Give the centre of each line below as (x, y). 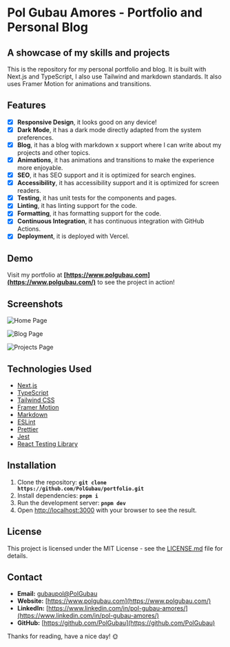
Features (27, 106)
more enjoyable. (40, 168)
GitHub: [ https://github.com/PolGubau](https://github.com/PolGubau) (116, 623)
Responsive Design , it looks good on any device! (87, 122)
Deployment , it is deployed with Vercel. (73, 236)
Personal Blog (48, 27)
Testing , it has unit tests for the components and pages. (97, 198)
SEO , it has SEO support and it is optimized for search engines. (106, 175)
